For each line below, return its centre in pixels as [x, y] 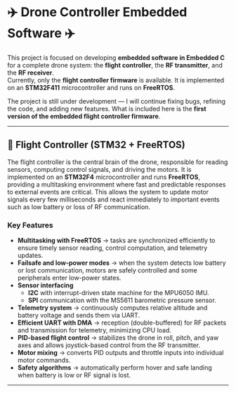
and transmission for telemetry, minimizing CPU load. [94, 330]
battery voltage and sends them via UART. [79, 316]
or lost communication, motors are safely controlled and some [107, 270]
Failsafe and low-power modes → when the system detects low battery [122, 263]
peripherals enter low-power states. [69, 278]
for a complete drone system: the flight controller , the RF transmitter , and [115, 65]
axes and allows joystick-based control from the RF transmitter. [109, 345]
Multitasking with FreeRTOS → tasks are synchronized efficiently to [116, 241]
